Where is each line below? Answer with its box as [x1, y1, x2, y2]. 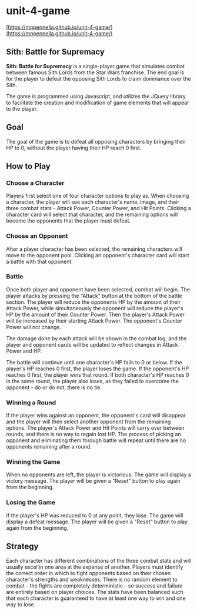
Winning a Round [6, 399, 56, 407]
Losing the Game [6, 499, 56, 507]
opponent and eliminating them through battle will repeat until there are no [6, 437, 186, 444]
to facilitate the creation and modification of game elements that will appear [6, 99, 189, 106]
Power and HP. [6, 347, 42, 354]
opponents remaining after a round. [6, 443, 92, 450]
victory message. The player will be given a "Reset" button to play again [6, 477, 181, 484]
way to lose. [6, 600, 36, 608]
